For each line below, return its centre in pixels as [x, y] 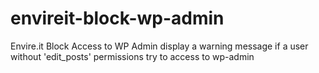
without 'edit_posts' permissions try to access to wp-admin [132, 56]
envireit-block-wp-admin [117, 18]
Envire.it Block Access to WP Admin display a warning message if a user [159, 46]
